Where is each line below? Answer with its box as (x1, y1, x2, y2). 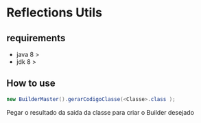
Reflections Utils (6, 5, 102, 21)
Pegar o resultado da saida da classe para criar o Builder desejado (6, 108, 195, 116)
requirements (6, 32, 66, 44)
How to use (6, 78, 56, 89)
